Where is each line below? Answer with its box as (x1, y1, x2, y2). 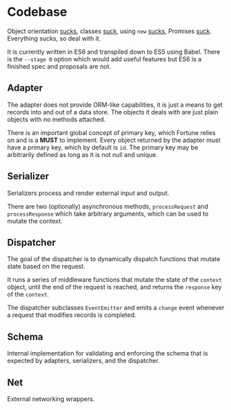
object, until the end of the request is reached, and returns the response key (7, 283, 222, 291)
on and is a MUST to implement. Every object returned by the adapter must (7, 136, 221, 144)
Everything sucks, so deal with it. (7, 34, 101, 42)
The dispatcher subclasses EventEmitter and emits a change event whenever (7, 304, 225, 312)
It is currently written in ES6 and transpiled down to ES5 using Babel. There (7, 48, 221, 56)
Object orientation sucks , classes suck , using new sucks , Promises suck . (7, 27, 212, 35)
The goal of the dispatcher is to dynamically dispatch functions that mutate (7, 255, 221, 263)
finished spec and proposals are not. (7, 62, 112, 70)
